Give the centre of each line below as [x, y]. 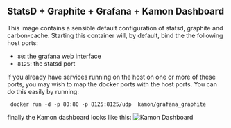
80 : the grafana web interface [59, 56]
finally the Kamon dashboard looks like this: [69, 117]
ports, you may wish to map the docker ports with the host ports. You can [112, 84]
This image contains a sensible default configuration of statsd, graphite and [115, 28]
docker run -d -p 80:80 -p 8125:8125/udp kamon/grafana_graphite [108, 104]
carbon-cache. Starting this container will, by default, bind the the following [115, 35]
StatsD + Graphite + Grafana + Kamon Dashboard [116, 11]
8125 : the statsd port [46, 63]
